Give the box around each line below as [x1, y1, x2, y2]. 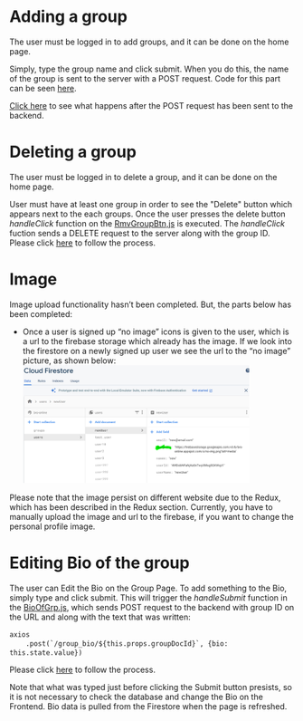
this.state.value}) [9, 648, 83, 658]
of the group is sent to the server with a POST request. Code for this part [9, 72, 281, 83]
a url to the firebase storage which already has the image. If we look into [22, 335, 292, 346]
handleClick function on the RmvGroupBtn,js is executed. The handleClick [9, 217, 285, 228]
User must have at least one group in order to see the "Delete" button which [9, 198, 293, 209]
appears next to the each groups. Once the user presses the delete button [9, 208, 287, 219]
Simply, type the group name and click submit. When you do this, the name [9, 63, 289, 74]
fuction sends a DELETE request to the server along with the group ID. [9, 227, 270, 238]
